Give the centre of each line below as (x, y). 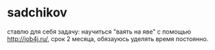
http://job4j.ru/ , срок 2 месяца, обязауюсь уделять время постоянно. (108, 38)
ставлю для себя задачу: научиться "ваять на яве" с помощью (99, 32)
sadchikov (37, 13)
